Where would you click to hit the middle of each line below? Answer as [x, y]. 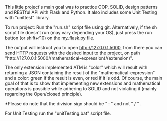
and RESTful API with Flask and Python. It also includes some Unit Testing [81, 12]
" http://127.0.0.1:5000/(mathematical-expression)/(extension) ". [69, 58]
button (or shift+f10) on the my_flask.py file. [50, 38]
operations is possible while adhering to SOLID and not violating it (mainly [81, 89]
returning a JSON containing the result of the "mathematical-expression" [80, 73]
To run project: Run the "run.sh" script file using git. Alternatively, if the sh [81, 27]
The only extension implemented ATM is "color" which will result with [76, 67]
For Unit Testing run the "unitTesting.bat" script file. [58, 113]
